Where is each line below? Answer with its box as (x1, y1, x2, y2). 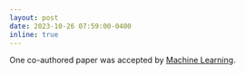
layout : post (9, 13, 59, 23)
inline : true (9, 30, 59, 39)
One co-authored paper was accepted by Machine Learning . (9, 55, 236, 66)
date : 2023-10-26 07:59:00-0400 (9, 22, 132, 31)
